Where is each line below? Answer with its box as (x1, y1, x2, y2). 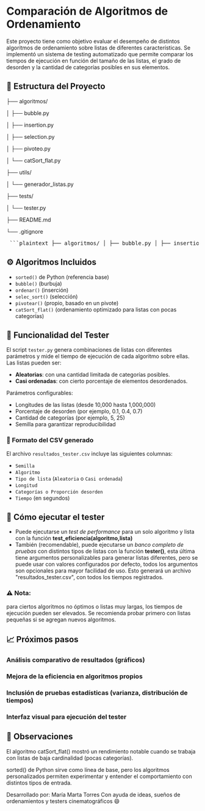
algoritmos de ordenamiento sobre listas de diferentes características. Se (6, 44, 191, 51)
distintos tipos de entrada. (6, 779, 72, 787)
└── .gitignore (6, 228, 44, 235)
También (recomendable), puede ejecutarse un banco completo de (15, 541, 184, 549)
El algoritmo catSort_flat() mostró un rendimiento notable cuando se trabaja (6, 747, 196, 755)
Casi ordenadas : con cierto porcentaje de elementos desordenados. (15, 377, 188, 385)
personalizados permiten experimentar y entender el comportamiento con (6, 772, 192, 780)
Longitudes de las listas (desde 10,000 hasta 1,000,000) (15, 401, 156, 409)
